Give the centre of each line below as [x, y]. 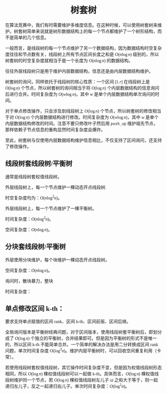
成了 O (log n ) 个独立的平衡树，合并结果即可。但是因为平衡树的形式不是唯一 [81, 338]
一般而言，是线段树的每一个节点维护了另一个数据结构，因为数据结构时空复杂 [83, 48]
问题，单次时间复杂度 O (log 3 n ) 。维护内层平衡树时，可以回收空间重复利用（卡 [83, 350]
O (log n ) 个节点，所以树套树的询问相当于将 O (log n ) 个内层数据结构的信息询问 [82, 88]
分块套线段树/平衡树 [36, 247]
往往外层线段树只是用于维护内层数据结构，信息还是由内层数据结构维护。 [79, 71]
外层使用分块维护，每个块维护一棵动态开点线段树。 [57, 260]
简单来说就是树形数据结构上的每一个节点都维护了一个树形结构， [92, 31]
